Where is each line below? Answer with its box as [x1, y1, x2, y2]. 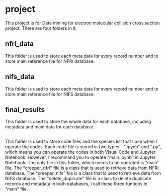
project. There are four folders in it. [5, 25, 77, 31]
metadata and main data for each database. [5, 124, 94, 130]
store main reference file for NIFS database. [5, 91, 95, 97]
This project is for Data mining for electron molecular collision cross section [5, 20, 160, 26]
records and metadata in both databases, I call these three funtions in [5, 181, 148, 187]
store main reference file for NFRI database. [5, 58, 95, 64]
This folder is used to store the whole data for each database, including [5, 118, 152, 125]
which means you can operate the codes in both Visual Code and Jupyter [5, 149, 156, 155]
